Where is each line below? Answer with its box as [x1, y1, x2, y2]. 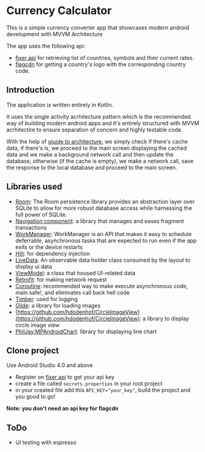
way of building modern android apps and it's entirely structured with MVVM [6, 119, 199, 127]
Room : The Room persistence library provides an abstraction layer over [15, 198, 195, 205]
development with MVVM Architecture [6, 30, 103, 37]
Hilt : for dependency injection [15, 250, 91, 257]
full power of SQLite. [15, 210, 67, 218]
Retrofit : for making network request [15, 276, 107, 283]
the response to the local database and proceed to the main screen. [6, 163, 177, 171]
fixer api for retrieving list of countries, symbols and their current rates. [15, 54, 195, 61]
